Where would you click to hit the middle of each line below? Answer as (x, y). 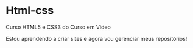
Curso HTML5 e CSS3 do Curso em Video (58, 27)
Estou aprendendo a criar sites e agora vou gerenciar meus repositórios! (96, 38)
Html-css (30, 10)
